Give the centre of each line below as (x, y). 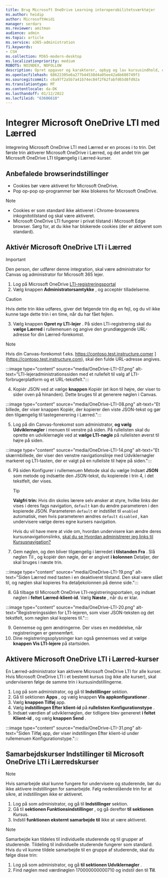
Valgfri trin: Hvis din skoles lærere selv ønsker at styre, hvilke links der (86, 500)
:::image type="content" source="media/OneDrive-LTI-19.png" (70, 572)
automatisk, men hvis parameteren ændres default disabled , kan (81, 516)
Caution (14, 299)
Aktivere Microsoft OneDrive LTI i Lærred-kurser (82, 659)
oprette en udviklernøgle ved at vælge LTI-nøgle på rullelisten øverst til (86, 435)
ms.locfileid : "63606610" (32, 98)
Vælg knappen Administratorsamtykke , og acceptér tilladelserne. (82, 289)
